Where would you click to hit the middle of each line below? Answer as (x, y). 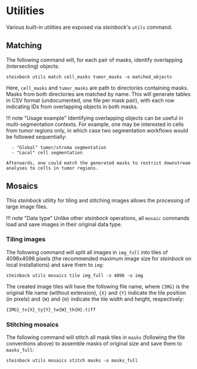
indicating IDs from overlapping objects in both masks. (72, 107)
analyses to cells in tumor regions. (52, 168)
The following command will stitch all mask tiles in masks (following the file (96, 337)
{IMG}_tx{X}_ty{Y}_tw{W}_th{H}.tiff (51, 310)
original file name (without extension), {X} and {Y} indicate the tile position (96, 292)
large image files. (27, 207)
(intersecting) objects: (33, 66)
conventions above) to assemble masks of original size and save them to (94, 344)
